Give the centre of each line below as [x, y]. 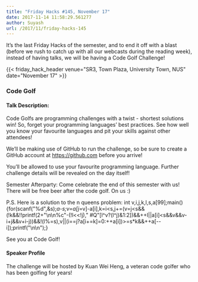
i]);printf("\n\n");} [27, 228]
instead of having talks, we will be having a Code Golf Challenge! [86, 58]
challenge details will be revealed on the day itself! [68, 173]
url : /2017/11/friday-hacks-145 [46, 28]
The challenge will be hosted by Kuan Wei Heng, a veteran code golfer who [98, 266]
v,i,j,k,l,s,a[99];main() [157, 202]
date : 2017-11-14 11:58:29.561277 [49, 17]
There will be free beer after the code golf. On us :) [68, 191]
